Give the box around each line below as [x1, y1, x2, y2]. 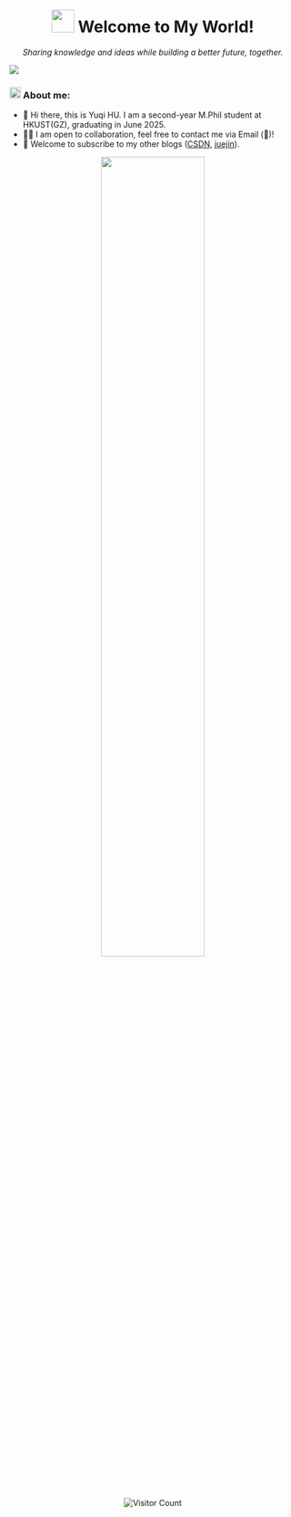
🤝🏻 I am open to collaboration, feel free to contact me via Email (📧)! [22, 129, 275, 140]
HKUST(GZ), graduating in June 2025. [22, 119, 166, 130]
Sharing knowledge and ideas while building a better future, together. [22, 46, 284, 57]
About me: [22, 88, 71, 101]
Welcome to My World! [77, 16, 255, 37]
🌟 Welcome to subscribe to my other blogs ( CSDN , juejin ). [22, 139, 240, 150]
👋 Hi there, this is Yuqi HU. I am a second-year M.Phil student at [22, 109, 262, 120]
